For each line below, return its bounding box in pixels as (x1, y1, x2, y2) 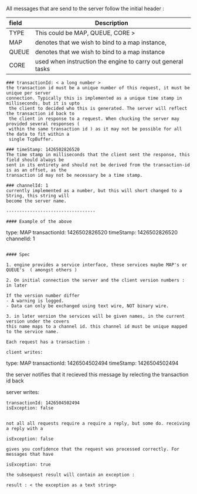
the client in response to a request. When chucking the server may (8, 116, 180, 122)
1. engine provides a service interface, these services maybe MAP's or (6, 262, 188, 268)
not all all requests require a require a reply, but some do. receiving (6, 421, 191, 426)
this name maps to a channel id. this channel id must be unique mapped (6, 324, 188, 330)
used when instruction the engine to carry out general (35, 58, 184, 65)
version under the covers (6, 318, 69, 324)
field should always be (6, 157, 64, 163)
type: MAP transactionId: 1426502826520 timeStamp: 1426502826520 (6, 229, 178, 236)
